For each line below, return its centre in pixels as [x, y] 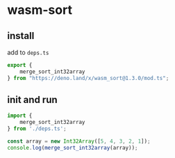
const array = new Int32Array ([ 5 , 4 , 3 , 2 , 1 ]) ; [79, 141]
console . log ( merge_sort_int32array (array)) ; [73, 148]
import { [20, 116]
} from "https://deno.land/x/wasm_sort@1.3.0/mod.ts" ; [88, 78]
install [21, 36]
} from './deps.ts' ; [37, 129]
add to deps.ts [28, 52]
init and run [32, 100]
